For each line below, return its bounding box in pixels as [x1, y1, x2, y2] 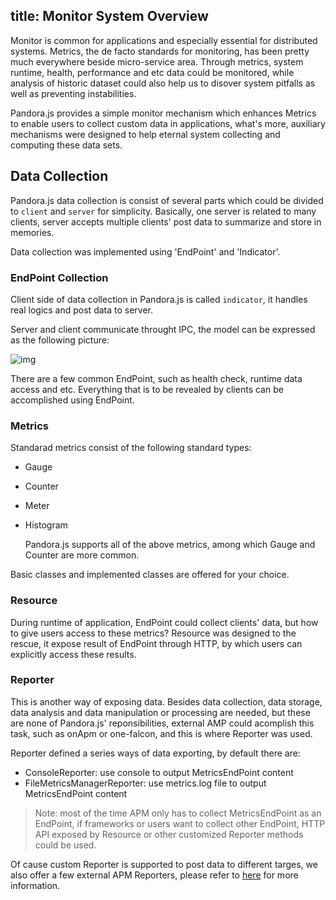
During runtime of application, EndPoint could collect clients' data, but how [10, 616, 319, 628]
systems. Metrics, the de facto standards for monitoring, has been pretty [10, 45, 310, 57]
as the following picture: [10, 334, 110, 346]
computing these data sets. [10, 139, 123, 151]
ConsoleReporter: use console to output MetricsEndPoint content [24, 766, 294, 778]
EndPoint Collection [10, 270, 109, 284]
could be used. [34, 839, 97, 851]
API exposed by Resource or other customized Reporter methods [34, 828, 304, 840]
